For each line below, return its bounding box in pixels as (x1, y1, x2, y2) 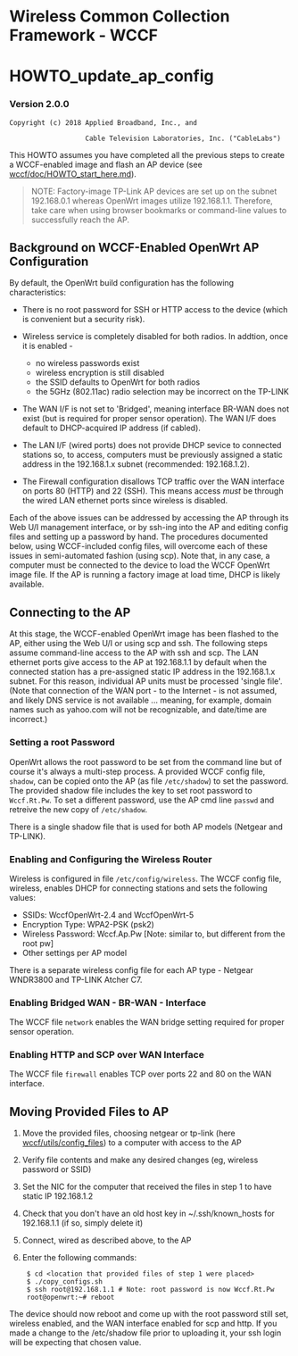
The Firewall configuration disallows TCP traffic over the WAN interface (21, 476, 286, 487)
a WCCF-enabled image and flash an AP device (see (9, 159, 203, 170)
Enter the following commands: (21, 1252, 137, 1263)
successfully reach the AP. (30, 214, 130, 225)
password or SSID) (21, 1164, 92, 1175)
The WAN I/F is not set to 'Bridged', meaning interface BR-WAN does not (21, 403, 290, 414)
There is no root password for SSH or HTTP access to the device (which (21, 304, 288, 315)
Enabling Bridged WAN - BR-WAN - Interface (9, 996, 207, 1009)
